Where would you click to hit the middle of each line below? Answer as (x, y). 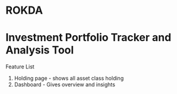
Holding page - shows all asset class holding (69, 79)
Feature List (20, 67)
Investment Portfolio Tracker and (88, 38)
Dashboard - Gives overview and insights (64, 84)
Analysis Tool (40, 50)
